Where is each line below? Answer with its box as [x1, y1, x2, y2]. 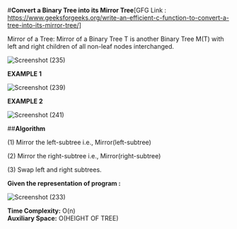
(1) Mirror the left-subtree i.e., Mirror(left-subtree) [7, 138, 152, 146]
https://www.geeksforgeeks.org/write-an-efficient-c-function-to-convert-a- [7, 13, 230, 22]
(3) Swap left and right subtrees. [7, 165, 102, 174]
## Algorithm [7, 124, 46, 133]
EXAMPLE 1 [7, 70, 42, 78]
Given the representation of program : [7, 180, 121, 187]
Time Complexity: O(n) [7, 206, 76, 215]
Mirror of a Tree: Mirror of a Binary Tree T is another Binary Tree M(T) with [7, 35, 224, 43]
